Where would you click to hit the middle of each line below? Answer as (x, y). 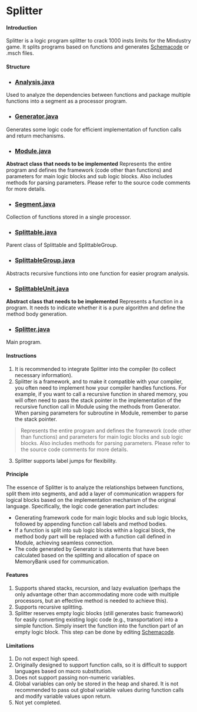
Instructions (21, 355)
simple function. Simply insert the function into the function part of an (99, 626)
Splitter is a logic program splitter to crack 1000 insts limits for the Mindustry (98, 41)
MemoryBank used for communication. (62, 561)
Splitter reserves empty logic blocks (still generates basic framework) (99, 613)
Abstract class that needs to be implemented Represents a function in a (95, 302)
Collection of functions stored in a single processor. (69, 217)
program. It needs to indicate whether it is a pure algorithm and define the (96, 308)
